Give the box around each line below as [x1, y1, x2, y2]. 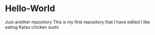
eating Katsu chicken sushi [5, 24, 59, 30]
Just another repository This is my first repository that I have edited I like [5, 19, 151, 25]
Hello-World [5, 3, 55, 14]
